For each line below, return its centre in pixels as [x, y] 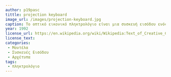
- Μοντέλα [18, 48]
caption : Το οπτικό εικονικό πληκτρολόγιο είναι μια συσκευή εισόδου [81, 24]
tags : [11, 62]
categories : [18, 43]
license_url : [19, 33]
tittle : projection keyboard [36, 15]
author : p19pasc [22, 10]
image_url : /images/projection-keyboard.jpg [53, 19]
